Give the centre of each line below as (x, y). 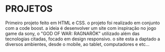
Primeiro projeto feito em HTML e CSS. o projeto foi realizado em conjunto (83, 23)
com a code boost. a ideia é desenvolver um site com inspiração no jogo (81, 28)
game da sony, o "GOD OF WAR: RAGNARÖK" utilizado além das (73, 33)
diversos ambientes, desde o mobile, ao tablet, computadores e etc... (77, 44)
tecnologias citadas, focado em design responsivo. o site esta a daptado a (83, 39)
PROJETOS (29, 9)
